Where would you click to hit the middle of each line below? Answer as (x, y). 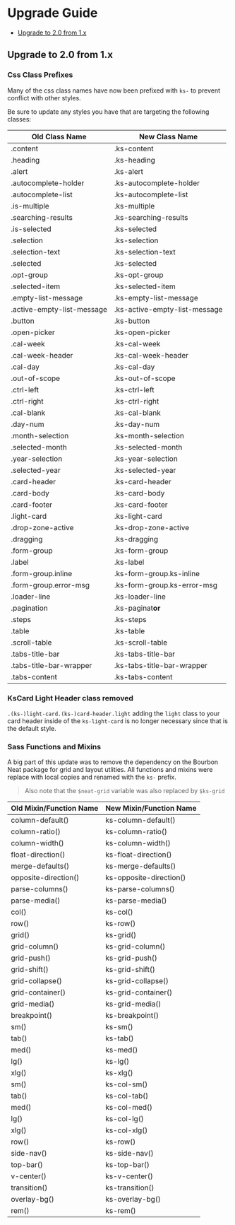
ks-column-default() (140, 820)
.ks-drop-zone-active (151, 527)
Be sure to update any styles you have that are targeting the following (108, 112)
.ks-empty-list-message (156, 298)
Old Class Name (59, 136)
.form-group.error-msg (50, 585)
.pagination (29, 608)
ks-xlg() (119, 1073)
